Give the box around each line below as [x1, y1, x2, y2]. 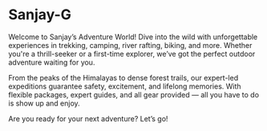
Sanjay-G [8, 6, 72, 24]
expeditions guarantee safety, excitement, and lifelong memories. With [8, 81, 242, 91]
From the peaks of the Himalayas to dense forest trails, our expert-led [8, 73, 239, 82]
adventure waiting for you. [8, 58, 95, 67]
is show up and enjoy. [8, 98, 80, 108]
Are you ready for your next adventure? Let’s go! [8, 113, 168, 123]
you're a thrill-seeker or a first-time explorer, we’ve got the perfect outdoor [8, 49, 256, 58]
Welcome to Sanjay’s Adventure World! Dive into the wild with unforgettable [8, 32, 258, 42]
